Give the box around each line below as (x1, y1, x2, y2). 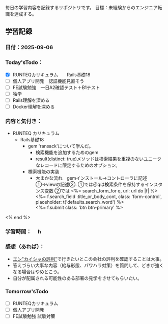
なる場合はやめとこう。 (12, 268, 62, 275)
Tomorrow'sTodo (5, 288, 48, 295)
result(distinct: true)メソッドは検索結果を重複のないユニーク (35, 156, 162, 162)
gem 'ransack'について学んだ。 (27, 143, 94, 149)
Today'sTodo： (5, 59, 43, 66)
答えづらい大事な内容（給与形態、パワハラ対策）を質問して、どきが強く (12, 262, 164, 268)
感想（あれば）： (5, 243, 45, 250)
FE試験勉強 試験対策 (12, 313, 55, 319)
